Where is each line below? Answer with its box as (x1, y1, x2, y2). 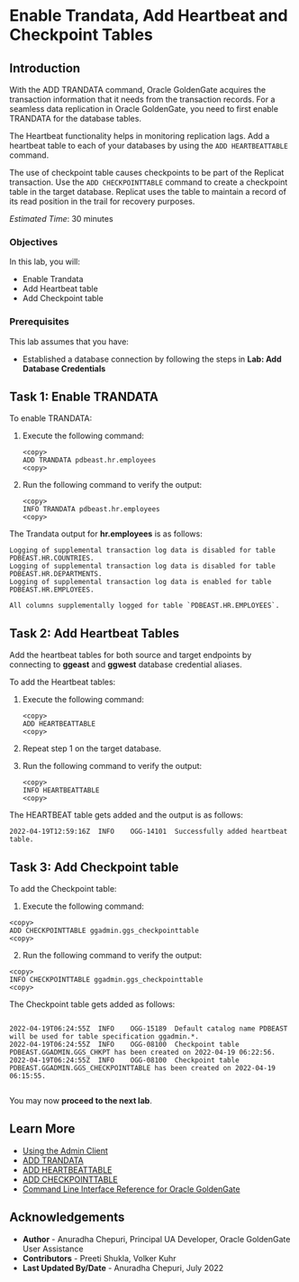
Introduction (9, 60, 81, 76)
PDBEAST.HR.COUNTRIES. (9, 554, 95, 563)
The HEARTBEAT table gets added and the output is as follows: (9, 810, 243, 820)
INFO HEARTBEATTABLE (22, 786, 100, 795)
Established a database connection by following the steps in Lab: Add (22, 353, 282, 364)
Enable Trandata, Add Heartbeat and (9, 5, 288, 26)
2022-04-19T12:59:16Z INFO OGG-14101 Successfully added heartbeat (9, 827, 288, 837)
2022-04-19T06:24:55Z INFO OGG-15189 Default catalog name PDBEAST (9, 1024, 288, 1033)
